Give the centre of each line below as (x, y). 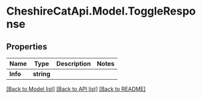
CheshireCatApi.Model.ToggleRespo (101, 11)
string (41, 74)
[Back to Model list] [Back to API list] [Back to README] (76, 89)
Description (74, 64)
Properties (27, 47)
